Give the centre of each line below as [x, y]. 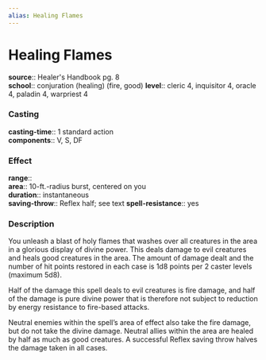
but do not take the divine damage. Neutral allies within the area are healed [131, 331]
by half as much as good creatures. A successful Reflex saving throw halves [133, 339]
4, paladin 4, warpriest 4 [48, 94]
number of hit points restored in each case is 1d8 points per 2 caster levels [130, 266]
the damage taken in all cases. [58, 348]
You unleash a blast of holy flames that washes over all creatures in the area [133, 241]
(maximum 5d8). [35, 275]
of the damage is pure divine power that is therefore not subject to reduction [133, 299]
